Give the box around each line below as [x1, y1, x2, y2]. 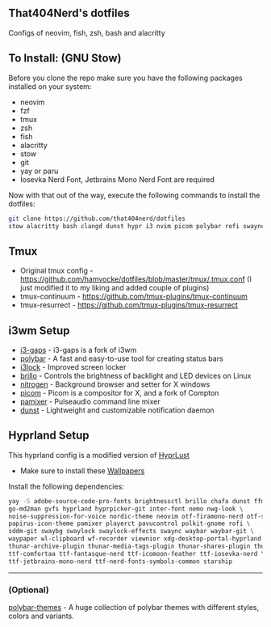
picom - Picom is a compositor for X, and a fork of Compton [19, 388, 219, 397]
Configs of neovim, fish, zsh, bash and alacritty [8, 28, 165, 37]
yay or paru [19, 166, 59, 176]
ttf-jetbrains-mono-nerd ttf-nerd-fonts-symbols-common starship [8, 557, 232, 566]
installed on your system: [8, 81, 92, 91]
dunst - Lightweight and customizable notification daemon [19, 405, 215, 415]
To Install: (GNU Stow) [8, 52, 122, 66]
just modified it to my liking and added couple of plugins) [19, 283, 210, 293]
